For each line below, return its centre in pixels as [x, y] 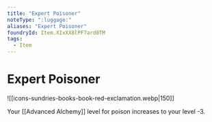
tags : [15, 39]
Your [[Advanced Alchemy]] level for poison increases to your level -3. [106, 111]
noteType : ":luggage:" [39, 20]
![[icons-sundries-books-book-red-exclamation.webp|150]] [91, 98]
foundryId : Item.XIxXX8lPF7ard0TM [56, 33]
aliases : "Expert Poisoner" [47, 26]
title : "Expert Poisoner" [44, 13]
